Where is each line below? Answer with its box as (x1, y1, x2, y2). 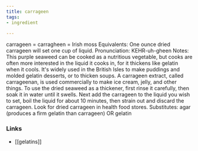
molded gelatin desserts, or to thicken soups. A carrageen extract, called (6, 72, 184, 80)
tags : (6, 14, 20, 20)
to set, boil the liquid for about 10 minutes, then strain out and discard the (6, 97, 184, 104)
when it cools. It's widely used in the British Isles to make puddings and (6, 66, 180, 73)
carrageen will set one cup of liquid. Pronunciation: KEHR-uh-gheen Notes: (6, 47, 189, 54)
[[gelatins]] (14, 138, 42, 145)
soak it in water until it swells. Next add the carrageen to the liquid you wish (6, 91, 190, 98)
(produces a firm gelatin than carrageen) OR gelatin (6, 110, 132, 117)
